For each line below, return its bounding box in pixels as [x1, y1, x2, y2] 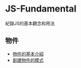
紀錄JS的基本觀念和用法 [5, 20, 55, 26]
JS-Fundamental [5, 3, 76, 15]
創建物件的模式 [12, 57, 44, 63]
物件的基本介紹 [12, 51, 44, 57]
